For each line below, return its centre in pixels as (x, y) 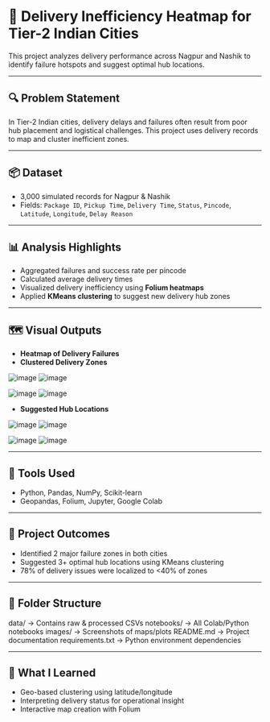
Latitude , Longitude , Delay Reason (76, 214)
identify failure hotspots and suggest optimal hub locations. (106, 64)
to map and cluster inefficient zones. (69, 139)
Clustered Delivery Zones (63, 363)
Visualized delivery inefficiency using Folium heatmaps (112, 288)
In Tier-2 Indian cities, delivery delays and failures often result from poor (128, 122)
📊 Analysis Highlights (65, 247)
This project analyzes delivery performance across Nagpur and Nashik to (130, 56)
